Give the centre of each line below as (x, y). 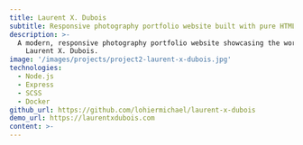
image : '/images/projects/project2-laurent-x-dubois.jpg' (120, 59)
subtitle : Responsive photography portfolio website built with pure (143, 26)
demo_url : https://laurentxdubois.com (82, 118)
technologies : (36, 68)
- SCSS (30, 93)
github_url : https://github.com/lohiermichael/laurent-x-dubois (133, 110)
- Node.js (36, 77)
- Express (36, 85)
